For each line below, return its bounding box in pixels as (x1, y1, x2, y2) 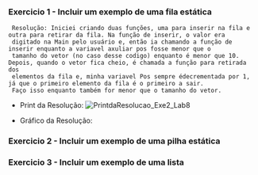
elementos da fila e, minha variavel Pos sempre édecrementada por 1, (11, 73, 250, 81)
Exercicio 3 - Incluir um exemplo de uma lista (8, 157, 184, 168)
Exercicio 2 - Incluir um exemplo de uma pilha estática (8, 135, 221, 146)
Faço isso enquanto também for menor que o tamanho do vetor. (11, 86, 222, 95)
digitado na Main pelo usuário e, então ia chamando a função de (11, 38, 233, 46)
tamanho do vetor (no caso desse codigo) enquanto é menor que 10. (11, 52, 240, 60)
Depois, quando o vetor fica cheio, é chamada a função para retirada (8, 59, 247, 67)
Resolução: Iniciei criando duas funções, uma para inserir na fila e (11, 25, 250, 32)
